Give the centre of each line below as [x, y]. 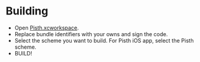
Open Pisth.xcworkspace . [47, 28]
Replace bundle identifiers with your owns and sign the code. [91, 34]
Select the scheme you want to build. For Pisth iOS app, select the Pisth [104, 40]
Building [27, 11]
